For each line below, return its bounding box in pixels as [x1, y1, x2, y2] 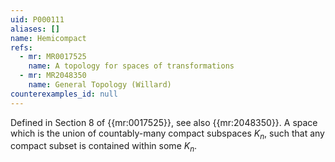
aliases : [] [10, 24, 60, 34]
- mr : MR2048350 [19, 71, 87, 81]
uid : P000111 [10, 14, 65, 25]
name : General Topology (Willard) [28, 80, 172, 90]
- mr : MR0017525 [19, 52, 87, 62]
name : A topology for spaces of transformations [28, 61, 235, 71]
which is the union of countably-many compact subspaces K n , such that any [10, 127, 325, 141]
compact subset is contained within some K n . [10, 140, 198, 155]
